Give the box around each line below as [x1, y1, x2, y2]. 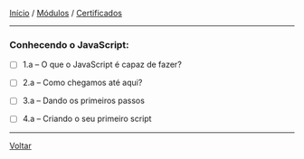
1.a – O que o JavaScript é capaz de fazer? [22, 59, 183, 70]
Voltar [9, 140, 32, 151]
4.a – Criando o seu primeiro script [22, 113, 152, 125]
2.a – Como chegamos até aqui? [22, 77, 143, 89]
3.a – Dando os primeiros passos [22, 95, 145, 107]
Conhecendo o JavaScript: [9, 38, 129, 51]
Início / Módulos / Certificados [9, 8, 122, 18]
